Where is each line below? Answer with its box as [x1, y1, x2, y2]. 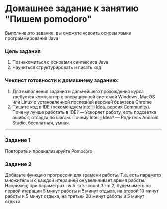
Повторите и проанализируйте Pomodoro [5, 148, 93, 154]
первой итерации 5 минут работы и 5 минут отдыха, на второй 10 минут [5, 188, 159, 194]
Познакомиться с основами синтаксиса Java [12, 59, 109, 65]
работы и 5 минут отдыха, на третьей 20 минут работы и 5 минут [5, 193, 145, 199]
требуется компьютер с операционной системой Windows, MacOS [12, 93, 155, 100]
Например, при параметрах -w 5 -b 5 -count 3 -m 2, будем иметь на [5, 183, 151, 189]
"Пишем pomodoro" [5, 13, 92, 25]
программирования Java [5, 35, 59, 41]
